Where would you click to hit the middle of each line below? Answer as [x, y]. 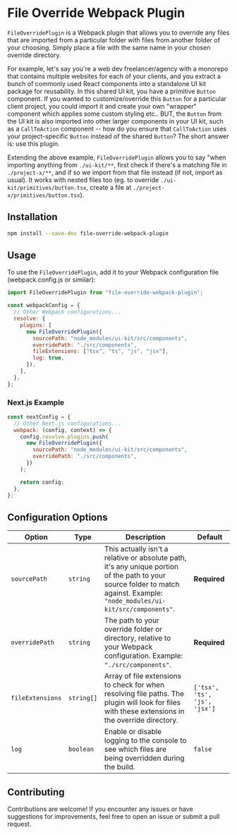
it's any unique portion [141, 567]
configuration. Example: [144, 656]
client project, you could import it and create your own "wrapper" [102, 106]
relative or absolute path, [146, 558]
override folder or [134, 630]
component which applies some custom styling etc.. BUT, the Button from [115, 114]
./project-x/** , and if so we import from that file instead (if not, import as [115, 172]
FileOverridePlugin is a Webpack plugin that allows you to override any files [119, 32]
